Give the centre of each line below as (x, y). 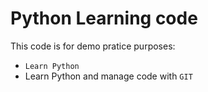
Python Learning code (104, 18)
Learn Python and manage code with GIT (108, 76)
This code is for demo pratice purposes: (93, 46)
